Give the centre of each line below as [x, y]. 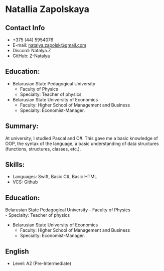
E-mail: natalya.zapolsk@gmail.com [49, 45]
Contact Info [25, 28]
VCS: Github [25, 182]
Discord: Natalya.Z [32, 50]
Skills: [15, 165]
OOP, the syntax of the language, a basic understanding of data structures [82, 144]
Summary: [22, 126]
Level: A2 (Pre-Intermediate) [42, 263]
